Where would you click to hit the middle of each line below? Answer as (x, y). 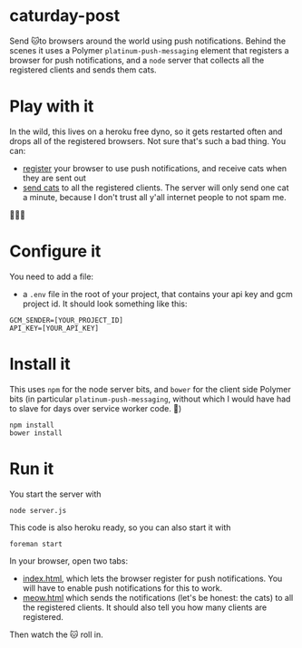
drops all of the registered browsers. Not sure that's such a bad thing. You (148, 140)
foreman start (36, 544)
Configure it (55, 251)
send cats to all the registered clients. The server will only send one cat (156, 188)
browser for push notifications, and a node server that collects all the (137, 60)
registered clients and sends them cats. (83, 70)
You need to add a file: (51, 276)
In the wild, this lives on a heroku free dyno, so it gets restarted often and (146, 131)
